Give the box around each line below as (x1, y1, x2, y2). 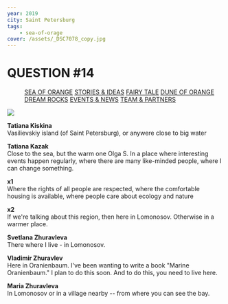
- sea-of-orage (19, 29, 63, 36)
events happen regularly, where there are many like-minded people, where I (7, 157, 222, 165)
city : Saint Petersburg (7, 17, 76, 23)
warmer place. (7, 220, 48, 228)
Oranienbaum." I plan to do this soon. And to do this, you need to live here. (7, 269, 218, 277)
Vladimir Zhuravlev (7, 254, 63, 262)
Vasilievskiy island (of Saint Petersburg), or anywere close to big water (7, 129, 207, 138)
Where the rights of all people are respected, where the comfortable (7, 185, 201, 193)
